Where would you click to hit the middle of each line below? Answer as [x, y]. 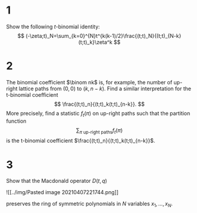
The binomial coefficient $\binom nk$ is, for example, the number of [89, 82]
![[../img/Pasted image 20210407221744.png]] [62, 192]
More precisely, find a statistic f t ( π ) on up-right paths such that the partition [98, 114]
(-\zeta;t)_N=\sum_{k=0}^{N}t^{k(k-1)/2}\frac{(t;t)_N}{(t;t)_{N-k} [104, 35]
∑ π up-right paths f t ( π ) [99, 131]
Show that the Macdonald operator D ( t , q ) [57, 181]
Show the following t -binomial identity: [53, 27]
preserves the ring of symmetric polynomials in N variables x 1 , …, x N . [90, 204]
